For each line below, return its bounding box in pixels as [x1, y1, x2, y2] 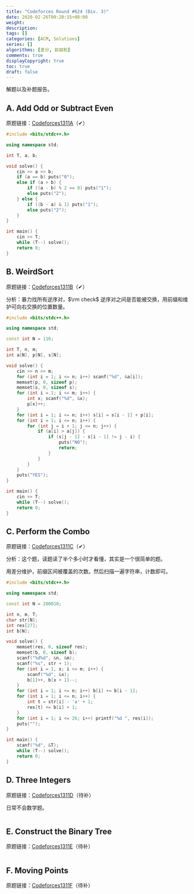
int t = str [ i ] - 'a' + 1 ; [27, 699, 93, 705]
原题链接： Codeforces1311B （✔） [6, 283, 88, 290]
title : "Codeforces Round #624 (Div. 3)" [6, 8, 109, 15]
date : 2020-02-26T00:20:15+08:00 [6, 14, 88, 20]
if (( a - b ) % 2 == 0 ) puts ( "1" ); [27, 185, 112, 191]
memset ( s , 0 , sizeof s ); [16, 385, 78, 390]
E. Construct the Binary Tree [6, 826, 112, 836]
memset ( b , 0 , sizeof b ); [16, 650, 78, 655]
